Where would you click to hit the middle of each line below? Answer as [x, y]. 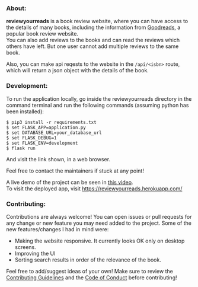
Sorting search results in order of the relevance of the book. [88, 260]
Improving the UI [35, 253]
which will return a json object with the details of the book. [78, 71]
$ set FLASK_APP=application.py [46, 127]
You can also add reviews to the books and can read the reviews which [93, 40]
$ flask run [21, 148]
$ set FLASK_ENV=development [42, 143]
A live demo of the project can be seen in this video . [70, 182]
